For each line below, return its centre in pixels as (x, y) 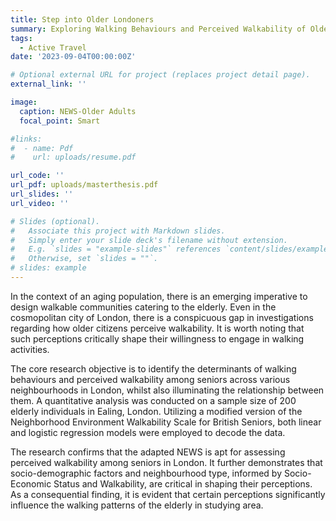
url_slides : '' (42, 194)
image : (24, 102)
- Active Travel (53, 47)
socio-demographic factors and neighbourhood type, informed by (146, 473)
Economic (31, 483)
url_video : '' (40, 203)
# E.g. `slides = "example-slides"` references (116, 249)
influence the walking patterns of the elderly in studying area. (137, 505)
